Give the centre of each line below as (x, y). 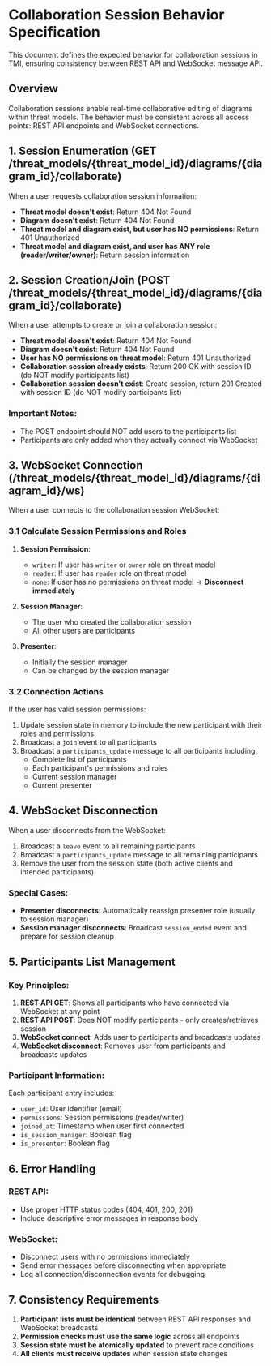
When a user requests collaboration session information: (102, 195)
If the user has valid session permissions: (77, 709)
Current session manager (74, 777)
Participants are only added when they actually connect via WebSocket (139, 440)
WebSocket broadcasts (59, 1327)
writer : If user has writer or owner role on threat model (124, 565)
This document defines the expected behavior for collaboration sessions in (133, 54)
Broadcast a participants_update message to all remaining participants (139, 854)
